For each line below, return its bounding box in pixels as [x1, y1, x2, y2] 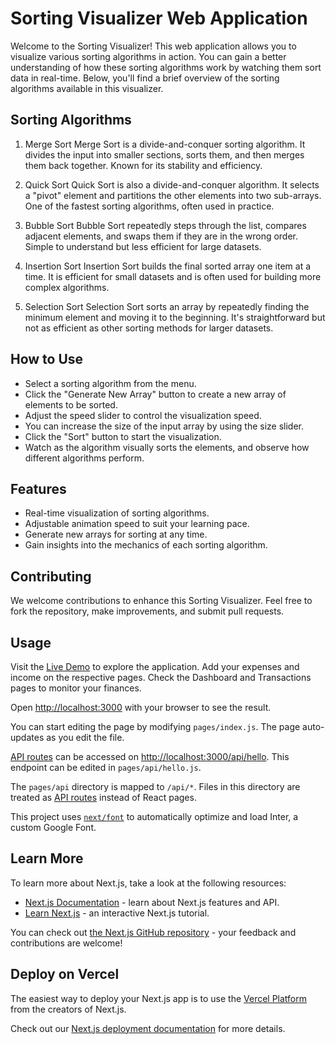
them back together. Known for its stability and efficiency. [24, 159, 263, 171]
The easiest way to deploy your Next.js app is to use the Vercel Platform [10, 992, 308, 1004]
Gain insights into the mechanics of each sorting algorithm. [24, 539, 268, 551]
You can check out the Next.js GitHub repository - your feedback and [10, 926, 297, 938]
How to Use [10, 351, 84, 368]
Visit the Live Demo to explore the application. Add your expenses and [10, 661, 300, 672]
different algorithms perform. [24, 452, 145, 464]
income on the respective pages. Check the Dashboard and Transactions [10, 672, 312, 683]
